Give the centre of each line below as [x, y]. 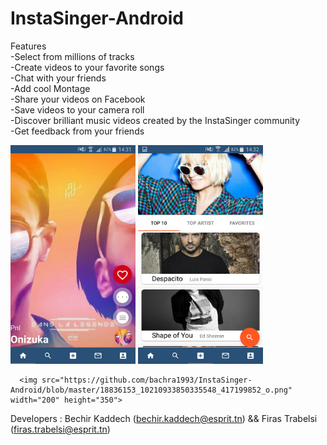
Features [28, 46]
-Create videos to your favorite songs [87, 67]
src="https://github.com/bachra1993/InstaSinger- [147, 380]
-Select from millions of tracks [72, 56]
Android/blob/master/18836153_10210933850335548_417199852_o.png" [151, 390]
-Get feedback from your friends [77, 131]
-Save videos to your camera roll [77, 109]
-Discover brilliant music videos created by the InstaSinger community [155, 120]
